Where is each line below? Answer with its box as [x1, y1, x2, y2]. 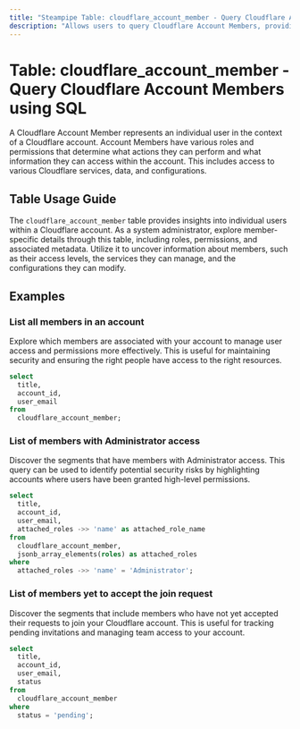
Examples [9, 288, 65, 304]
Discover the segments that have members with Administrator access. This [9, 455, 286, 466]
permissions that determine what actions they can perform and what [9, 147, 262, 157]
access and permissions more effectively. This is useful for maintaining [9, 345, 271, 356]
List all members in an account [9, 315, 145, 327]
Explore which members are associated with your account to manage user [9, 335, 283, 346]
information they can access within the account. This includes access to [9, 156, 275, 166]
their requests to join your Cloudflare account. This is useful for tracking [9, 617, 274, 628]
